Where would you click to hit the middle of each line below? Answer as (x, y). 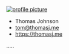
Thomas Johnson (37, 21)
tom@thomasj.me (37, 28)
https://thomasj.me (38, 34)
